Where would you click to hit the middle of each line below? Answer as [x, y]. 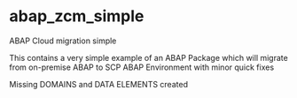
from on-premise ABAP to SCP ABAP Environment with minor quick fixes [142, 67]
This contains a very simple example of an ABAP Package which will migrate [148, 57]
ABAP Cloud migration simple [63, 41]
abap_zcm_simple [77, 16]
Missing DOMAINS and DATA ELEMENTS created [99, 84]
